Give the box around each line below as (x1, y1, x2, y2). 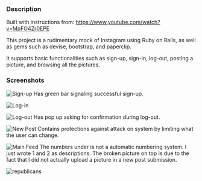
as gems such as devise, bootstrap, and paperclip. (6, 43, 131, 50)
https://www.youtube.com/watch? (75, 19, 161, 26)
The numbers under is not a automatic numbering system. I (39, 143, 187, 150)
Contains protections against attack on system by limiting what (37, 125, 194, 132)
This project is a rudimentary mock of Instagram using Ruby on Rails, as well (6, 37, 196, 44)
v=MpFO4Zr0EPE (6, 25, 50, 32)
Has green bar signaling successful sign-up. (33, 90, 144, 97)
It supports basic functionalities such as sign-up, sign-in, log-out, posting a (6, 55, 194, 62)
